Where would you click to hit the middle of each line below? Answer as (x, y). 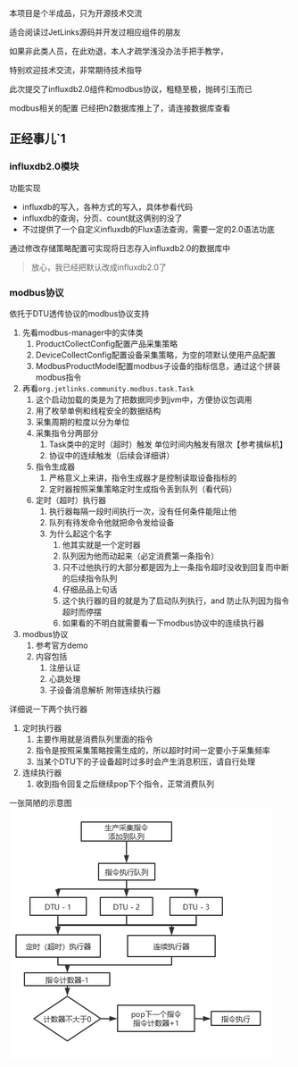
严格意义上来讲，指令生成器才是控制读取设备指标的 (143, 477)
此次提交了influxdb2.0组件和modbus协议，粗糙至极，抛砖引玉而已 (131, 89)
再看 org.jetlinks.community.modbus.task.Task (108, 388)
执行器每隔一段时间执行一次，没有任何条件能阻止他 (143, 511)
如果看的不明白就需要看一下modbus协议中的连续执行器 (163, 623)
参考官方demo (62, 645)
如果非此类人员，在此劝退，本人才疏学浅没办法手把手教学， (119, 51)
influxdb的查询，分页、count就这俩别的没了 (102, 218)
